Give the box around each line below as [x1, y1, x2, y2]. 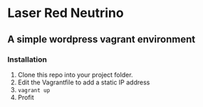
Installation [7, 55, 48, 64]
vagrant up [17, 86, 51, 94]
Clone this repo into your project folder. [17, 70, 133, 79]
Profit [17, 93, 34, 101]
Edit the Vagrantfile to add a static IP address [17, 78, 150, 86]
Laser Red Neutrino [7, 5, 124, 21]
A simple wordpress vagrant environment [7, 33, 196, 45]
